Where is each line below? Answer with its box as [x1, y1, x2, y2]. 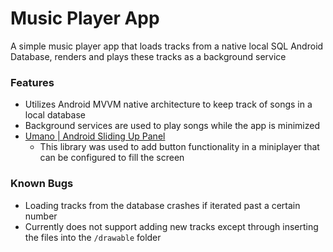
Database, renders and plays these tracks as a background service [10, 50, 287, 62]
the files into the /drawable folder [24, 231, 162, 243]
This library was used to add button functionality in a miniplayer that [39, 141, 320, 153]
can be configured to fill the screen [39, 152, 185, 164]
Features [10, 75, 55, 89]
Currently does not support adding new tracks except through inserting [24, 220, 319, 232]
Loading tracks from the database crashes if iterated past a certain [24, 199, 301, 211]
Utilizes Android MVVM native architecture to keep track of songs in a [24, 98, 313, 111]
